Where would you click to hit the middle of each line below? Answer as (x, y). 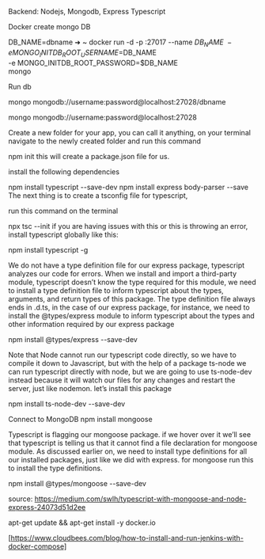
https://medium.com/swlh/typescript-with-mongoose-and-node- (140, 499)
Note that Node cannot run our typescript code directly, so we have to (123, 355)
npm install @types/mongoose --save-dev (77, 483)
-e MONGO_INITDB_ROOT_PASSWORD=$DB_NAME (93, 63)
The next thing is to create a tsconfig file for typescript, (98, 195)
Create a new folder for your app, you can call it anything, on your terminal (130, 132)
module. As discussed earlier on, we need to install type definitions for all (128, 451)
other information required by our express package (91, 324)
